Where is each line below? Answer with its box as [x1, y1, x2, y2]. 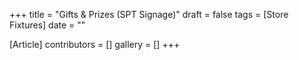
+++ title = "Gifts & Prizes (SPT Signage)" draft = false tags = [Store [9, 9, 289, 20]
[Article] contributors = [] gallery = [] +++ [9, 39, 181, 50]
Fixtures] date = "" [9, 19, 86, 31]
